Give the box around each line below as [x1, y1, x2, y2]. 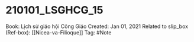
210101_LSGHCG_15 [5, 3, 104, 17]
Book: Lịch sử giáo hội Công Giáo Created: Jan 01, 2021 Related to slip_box [5, 23, 189, 30]
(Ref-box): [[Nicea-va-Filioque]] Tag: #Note [5, 29, 112, 36]
